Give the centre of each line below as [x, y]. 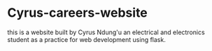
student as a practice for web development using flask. [86, 39]
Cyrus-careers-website [78, 13]
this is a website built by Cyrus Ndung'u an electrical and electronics [106, 32]
